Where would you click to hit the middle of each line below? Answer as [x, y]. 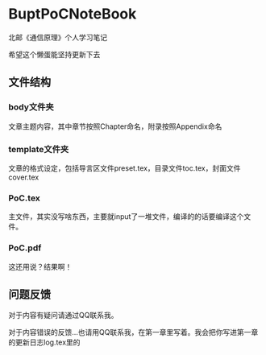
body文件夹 [31, 107]
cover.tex [24, 177]
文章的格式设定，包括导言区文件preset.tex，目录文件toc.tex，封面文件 [125, 168]
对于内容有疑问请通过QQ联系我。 [63, 316]
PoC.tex [24, 198]
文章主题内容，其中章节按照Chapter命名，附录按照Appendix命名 [115, 126]
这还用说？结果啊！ [40, 266]
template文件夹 [39, 149]
